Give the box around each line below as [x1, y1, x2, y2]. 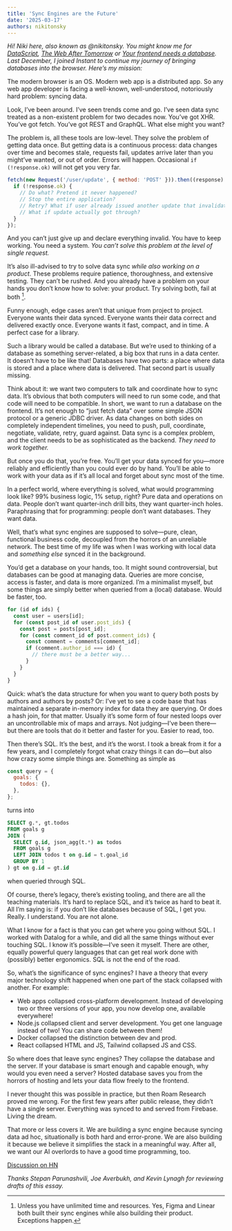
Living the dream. [7, 1112, 57, 1120]
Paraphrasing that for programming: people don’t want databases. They [7, 507, 211, 516]
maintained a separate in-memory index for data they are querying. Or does [7, 704, 223, 712]
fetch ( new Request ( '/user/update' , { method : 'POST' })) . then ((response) [7, 177, 224, 183]
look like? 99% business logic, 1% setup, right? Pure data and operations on [7, 492, 223, 501]
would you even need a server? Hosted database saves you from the [7, 1069, 203, 1077]
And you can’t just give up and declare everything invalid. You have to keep [7, 234, 222, 242]
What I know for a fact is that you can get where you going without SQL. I [7, 926, 215, 934]
